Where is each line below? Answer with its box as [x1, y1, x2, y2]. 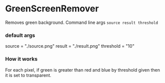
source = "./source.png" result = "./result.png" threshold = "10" [5, 43, 135, 49]
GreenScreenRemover [5, 3, 99, 14]
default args [5, 32, 35, 39]
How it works [5, 56, 38, 63]
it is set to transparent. [5, 72, 51, 78]
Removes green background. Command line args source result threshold [5, 19, 159, 25]
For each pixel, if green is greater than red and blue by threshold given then [5, 67, 161, 73]
